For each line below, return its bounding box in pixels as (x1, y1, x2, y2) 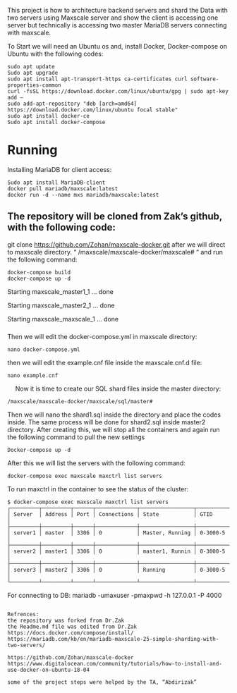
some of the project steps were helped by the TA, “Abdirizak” (7, 678, 197, 686)
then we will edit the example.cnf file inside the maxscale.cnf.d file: (7, 358, 202, 367)
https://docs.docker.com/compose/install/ (7, 629, 134, 637)
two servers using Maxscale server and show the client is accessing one (7, 13, 219, 22)
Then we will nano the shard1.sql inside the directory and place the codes (7, 410, 221, 419)
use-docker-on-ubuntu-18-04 (7, 666, 90, 673)
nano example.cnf (7, 372, 59, 379)
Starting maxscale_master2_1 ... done (7, 301, 115, 309)
